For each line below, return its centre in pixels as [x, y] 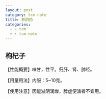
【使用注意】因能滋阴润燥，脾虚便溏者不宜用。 [54, 91]
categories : [18, 24]
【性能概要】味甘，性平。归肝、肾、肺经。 [50, 69]
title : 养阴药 [19, 19]
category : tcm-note [26, 15]
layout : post [19, 10]
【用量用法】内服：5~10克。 [35, 80]
